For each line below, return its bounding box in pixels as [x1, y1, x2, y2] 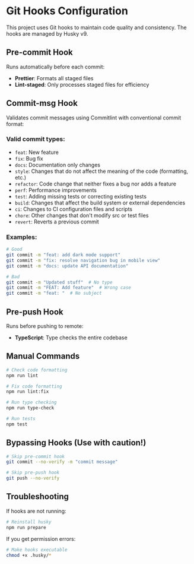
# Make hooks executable [6, 547, 68, 553]
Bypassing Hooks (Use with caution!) [6, 438, 147, 448]
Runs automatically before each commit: [6, 63, 105, 70]
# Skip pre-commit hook [6, 453, 65, 459]
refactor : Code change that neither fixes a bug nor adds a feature [14, 180, 177, 187]
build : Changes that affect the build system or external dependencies [14, 199, 186, 206]
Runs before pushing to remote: [6, 322, 84, 329]
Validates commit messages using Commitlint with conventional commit [6, 114, 182, 121]
